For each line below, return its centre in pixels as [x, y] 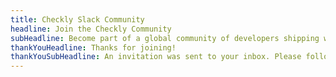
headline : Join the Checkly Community [91, 29]
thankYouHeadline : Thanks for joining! [93, 47]
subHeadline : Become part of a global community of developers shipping [165, 38]
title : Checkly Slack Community [77, 19]
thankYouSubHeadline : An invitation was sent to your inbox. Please [156, 57]
